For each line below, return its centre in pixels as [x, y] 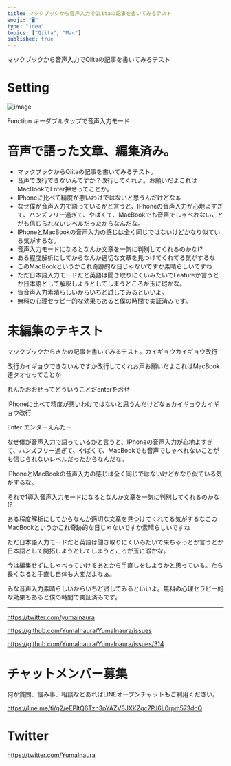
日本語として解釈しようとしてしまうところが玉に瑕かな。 [104, 284]
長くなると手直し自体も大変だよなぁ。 [61, 574]
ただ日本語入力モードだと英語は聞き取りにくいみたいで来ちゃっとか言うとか [115, 542]
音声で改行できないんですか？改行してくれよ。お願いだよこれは [107, 180]
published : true [30, 39]
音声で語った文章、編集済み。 [92, 151]
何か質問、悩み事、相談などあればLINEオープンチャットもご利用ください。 [113, 694]
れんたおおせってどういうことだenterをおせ [69, 389]
